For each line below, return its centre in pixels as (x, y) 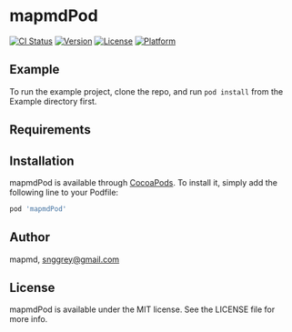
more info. (29, 319)
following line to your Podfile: (64, 192)
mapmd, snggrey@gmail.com (65, 259)
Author (30, 237)
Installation (42, 161)
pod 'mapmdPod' (38, 209)
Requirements (50, 130)
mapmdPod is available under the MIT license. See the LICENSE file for (142, 309)
